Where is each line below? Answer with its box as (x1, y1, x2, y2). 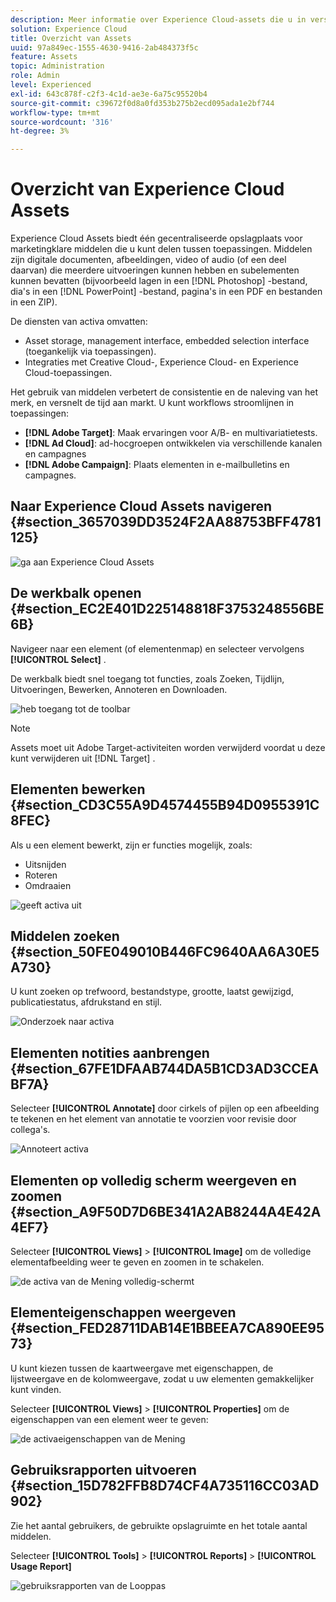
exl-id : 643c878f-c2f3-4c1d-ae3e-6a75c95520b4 (10, 89, 208, 99)
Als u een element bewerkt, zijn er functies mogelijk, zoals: (10, 839, 253, 851)
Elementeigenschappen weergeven (10, 1304, 237, 1321)
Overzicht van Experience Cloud (10, 178, 285, 201)
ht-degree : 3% (10, 126, 70, 136)
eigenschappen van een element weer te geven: (10, 1413, 209, 1425)
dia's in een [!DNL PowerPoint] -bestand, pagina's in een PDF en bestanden (10, 286, 323, 298)
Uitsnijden (24, 858, 67, 870)
